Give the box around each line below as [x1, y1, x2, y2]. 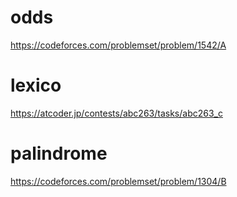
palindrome [10, 142, 108, 165]
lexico [10, 74, 62, 97]
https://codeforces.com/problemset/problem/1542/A [10, 39, 227, 51]
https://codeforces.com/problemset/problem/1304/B [10, 175, 227, 187]
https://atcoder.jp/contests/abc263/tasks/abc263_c [10, 107, 223, 119]
